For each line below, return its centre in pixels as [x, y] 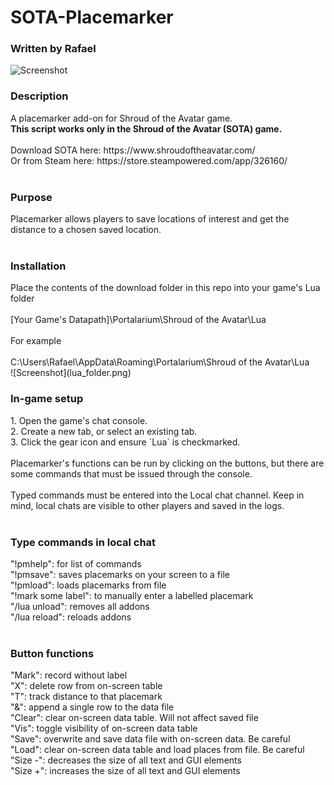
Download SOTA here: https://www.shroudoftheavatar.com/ [133, 150]
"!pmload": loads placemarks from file [88, 585]
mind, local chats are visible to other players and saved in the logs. [147, 505]
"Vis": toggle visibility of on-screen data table [104, 728]
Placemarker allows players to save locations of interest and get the [150, 219]
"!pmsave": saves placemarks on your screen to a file [120, 574]
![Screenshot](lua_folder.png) [71, 373]
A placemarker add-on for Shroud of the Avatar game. [121, 118]
